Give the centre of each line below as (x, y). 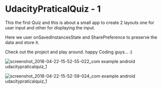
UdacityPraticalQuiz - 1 (53, 9)
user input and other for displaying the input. (50, 27)
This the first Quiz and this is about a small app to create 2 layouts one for (80, 22)
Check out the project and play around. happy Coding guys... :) (69, 52)
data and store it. (22, 42)
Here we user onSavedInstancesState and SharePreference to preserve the (81, 37)
